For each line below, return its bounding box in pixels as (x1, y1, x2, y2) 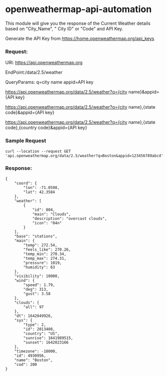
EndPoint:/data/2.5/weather (5, 69, 63, 75)
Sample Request (5, 137, 46, 145)
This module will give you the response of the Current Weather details (5, 20, 151, 26)
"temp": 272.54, (23, 243, 58, 248)
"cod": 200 (14, 362, 37, 367)
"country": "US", (23, 331, 60, 336)
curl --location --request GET (5, 149, 71, 154)
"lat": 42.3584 (23, 190, 55, 195)
